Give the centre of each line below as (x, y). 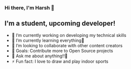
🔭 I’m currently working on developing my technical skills (69, 35)
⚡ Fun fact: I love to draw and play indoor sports (60, 61)
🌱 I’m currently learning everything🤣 (48, 40)
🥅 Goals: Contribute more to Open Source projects (62, 51)
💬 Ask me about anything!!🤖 (40, 56)
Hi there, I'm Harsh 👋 (30, 8)
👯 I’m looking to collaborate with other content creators (67, 45)
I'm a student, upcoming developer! (60, 24)
